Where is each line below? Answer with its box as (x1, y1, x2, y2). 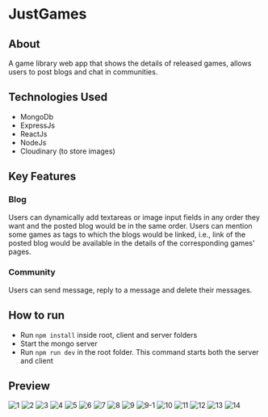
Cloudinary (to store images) (19, 146, 115, 156)
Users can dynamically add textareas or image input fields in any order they (8, 212, 261, 222)
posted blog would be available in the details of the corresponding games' (8, 238, 256, 247)
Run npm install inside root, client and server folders (19, 330, 198, 339)
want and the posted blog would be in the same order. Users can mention (8, 221, 253, 230)
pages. (8, 246, 31, 256)
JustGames (8, 5, 87, 23)
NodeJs (19, 137, 47, 147)
